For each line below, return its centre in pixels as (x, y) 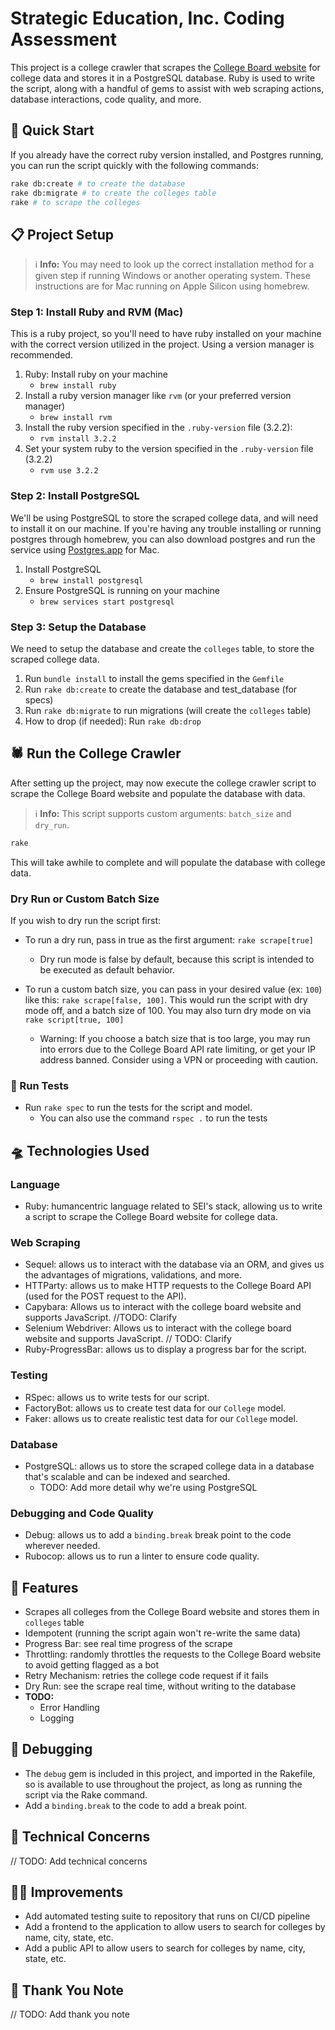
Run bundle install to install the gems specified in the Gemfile (154, 679)
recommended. (41, 355)
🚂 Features (44, 1587)
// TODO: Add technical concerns (79, 1861)
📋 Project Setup (62, 234)
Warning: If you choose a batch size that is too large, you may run (175, 1039)
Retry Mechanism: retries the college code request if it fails (146, 1676)
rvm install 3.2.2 (78, 439)
